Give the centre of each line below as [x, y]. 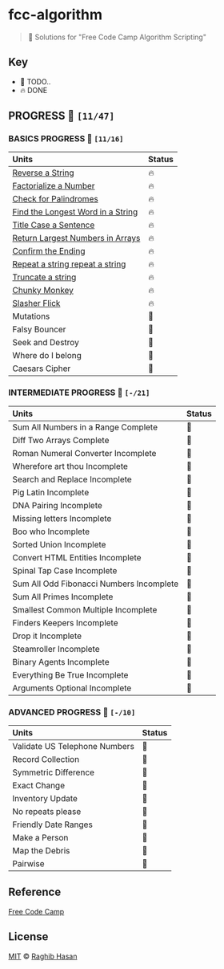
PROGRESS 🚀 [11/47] [62, 116]
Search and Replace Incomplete [72, 479]
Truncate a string [44, 277]
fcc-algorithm [55, 15]
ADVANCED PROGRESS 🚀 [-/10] [72, 712]
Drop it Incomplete [47, 636]
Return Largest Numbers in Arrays [76, 238]
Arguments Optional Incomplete [72, 688]
